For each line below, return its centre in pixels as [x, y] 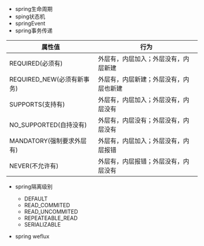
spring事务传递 [34, 30]
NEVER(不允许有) [34, 166]
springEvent [30, 23]
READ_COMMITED [47, 205]
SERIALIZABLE [42, 224]
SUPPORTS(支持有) [37, 104]
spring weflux [32, 236]
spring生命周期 [34, 9]
